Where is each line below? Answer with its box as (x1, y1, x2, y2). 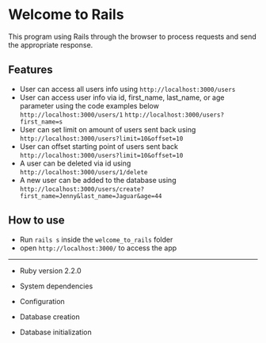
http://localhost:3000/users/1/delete (19, 168, 148, 176)
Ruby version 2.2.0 (19, 265, 82, 275)
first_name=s (19, 117, 63, 126)
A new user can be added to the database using (19, 175, 177, 185)
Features (8, 63, 53, 77)
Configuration (19, 296, 65, 306)
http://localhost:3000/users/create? (19, 185, 145, 193)
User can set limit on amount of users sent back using (19, 124, 196, 134)
